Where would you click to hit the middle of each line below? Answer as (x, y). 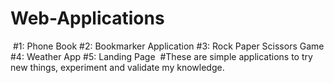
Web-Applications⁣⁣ (87, 18)
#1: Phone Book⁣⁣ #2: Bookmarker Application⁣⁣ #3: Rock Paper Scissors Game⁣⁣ (168, 46)
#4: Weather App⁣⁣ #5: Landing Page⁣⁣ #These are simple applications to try (161, 56)
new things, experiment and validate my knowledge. (117, 67)
